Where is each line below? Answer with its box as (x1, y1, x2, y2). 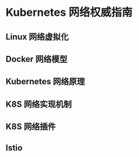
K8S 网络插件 (5, 122, 56, 132)
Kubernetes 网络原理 (5, 76, 86, 87)
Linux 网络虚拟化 (5, 32, 69, 42)
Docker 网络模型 (5, 54, 68, 64)
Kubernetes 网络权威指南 (5, 5, 133, 19)
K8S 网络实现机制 (5, 99, 72, 109)
